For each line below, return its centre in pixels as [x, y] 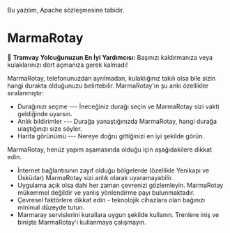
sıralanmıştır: [25, 93]
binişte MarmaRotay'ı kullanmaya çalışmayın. [82, 222]
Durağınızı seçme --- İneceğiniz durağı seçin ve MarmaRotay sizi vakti [118, 106]
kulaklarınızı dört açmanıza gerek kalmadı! [68, 65]
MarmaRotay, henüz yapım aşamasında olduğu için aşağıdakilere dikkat [110, 150]
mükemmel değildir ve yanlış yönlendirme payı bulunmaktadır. [106, 192]
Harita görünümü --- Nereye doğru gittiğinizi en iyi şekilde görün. [111, 136]
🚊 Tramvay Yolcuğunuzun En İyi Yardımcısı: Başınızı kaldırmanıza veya [110, 57]
